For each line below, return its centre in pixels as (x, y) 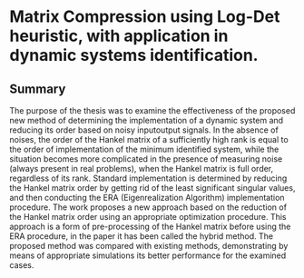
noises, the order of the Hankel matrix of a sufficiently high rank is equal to (149, 139)
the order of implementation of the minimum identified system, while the (144, 149)
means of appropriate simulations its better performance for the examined (148, 255)
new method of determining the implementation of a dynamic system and (147, 120)
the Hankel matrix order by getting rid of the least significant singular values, (152, 188)
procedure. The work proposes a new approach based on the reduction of (148, 207)
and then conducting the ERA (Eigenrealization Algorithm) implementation (147, 198)
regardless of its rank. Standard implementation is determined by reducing (148, 178)
